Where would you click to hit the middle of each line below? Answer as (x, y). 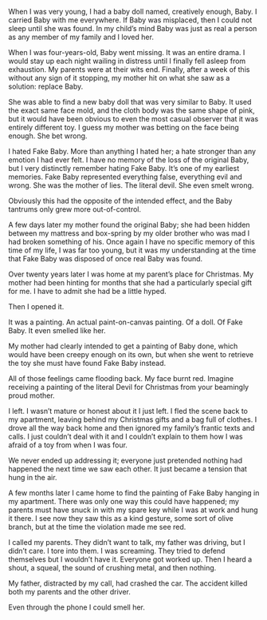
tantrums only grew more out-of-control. (75, 209)
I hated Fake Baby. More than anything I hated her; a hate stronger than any (132, 151)
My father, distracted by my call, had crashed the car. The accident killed (128, 583)
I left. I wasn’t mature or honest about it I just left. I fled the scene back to (128, 411)
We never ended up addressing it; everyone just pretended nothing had (126, 460)
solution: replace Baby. (46, 86)
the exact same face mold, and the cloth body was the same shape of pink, (132, 110)
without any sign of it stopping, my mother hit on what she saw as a (119, 78)
